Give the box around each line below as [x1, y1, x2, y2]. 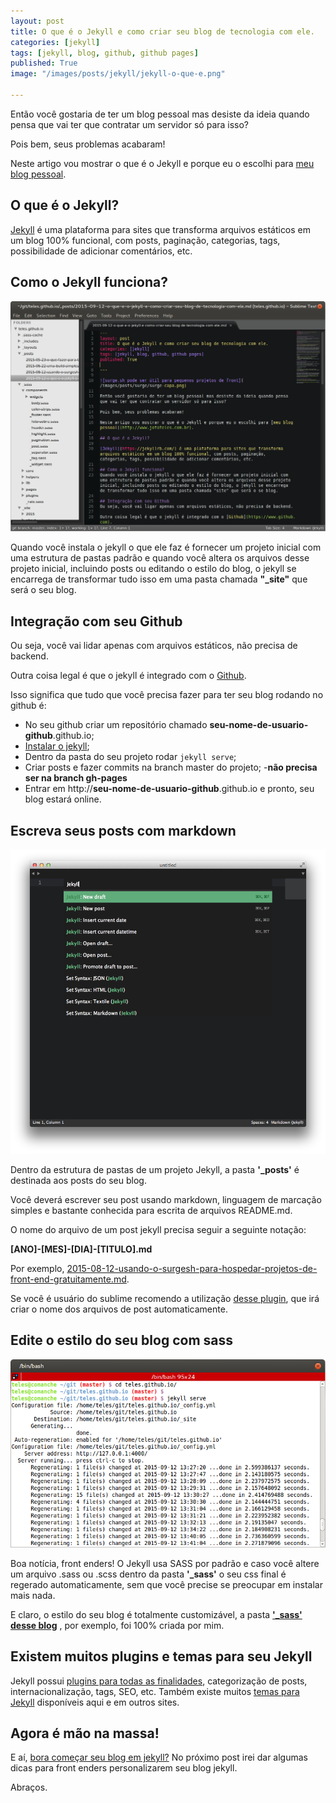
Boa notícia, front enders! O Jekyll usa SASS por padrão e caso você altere [10, 1557, 320, 1569]
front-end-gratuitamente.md [10, 1273, 127, 1285]
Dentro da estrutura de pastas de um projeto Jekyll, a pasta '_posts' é [10, 1163, 300, 1175]
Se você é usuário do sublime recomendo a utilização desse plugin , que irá [10, 1292, 320, 1304]
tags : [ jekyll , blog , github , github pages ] [10, 48, 199, 58]
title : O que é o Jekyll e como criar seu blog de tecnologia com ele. [10, 26, 315, 37]
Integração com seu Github [10, 613, 183, 630]
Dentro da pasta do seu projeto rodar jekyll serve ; [24, 751, 237, 763]
